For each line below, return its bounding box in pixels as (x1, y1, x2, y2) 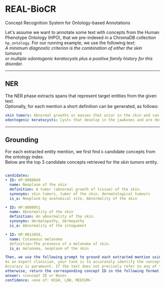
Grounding (5, 136, 39, 144)
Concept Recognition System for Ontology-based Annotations (5, 20, 131, 26)
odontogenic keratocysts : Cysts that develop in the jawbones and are (5, 117, 153, 122)
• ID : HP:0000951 (5, 205, 41, 210)
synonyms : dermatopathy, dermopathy (9, 218, 84, 224)
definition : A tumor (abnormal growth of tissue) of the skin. (9, 186, 141, 192)
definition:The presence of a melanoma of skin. (9, 241, 111, 246)
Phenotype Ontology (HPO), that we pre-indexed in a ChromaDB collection (5, 35, 156, 40)
